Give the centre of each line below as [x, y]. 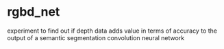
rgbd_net [34, 12]
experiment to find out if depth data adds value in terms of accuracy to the [112, 31]
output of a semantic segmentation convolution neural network [96, 37]
